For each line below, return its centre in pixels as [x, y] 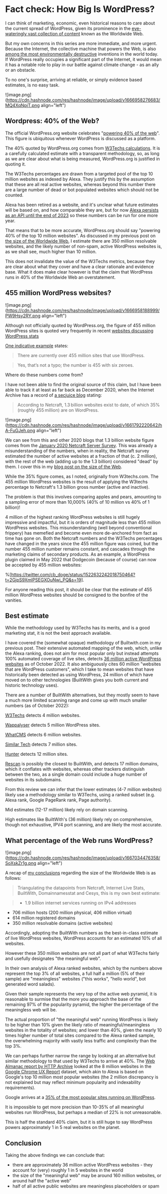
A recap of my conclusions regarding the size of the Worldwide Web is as [81, 873]
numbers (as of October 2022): [37, 706]
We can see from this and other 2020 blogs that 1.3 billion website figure [80, 440]
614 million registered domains [44, 918]
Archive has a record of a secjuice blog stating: [54, 395]
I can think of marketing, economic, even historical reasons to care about [80, 23]
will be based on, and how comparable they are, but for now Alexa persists [82, 210]
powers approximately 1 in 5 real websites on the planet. [63, 1127]
